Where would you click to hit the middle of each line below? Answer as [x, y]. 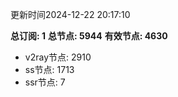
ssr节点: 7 [45, 82]
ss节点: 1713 [49, 69]
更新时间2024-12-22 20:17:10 [70, 14]
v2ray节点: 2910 [58, 57]
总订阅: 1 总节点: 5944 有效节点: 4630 [89, 36]
